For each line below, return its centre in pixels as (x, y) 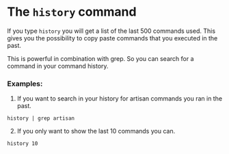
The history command (72, 12)
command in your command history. (58, 66)
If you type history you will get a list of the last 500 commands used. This (111, 31)
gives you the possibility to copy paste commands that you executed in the (112, 38)
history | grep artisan (41, 118)
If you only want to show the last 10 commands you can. (96, 131)
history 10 (23, 144)
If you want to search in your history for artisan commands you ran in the (120, 99)
